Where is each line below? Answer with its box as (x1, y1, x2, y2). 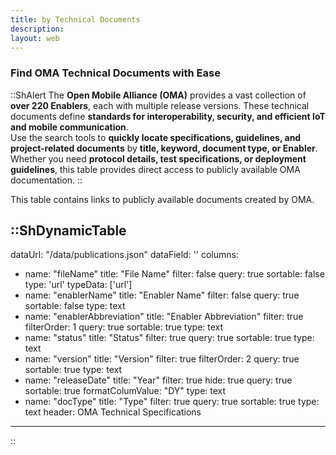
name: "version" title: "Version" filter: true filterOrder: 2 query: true (24, 353, 300, 365)
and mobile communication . (10, 121, 129, 133)
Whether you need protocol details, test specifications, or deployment (10, 152, 307, 165)
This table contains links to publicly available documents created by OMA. (10, 193, 315, 205)
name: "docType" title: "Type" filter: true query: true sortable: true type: (24, 396, 320, 408)
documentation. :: (10, 174, 83, 186)
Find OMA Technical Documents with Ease (10, 66, 221, 80)
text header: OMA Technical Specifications (24, 406, 202, 418)
